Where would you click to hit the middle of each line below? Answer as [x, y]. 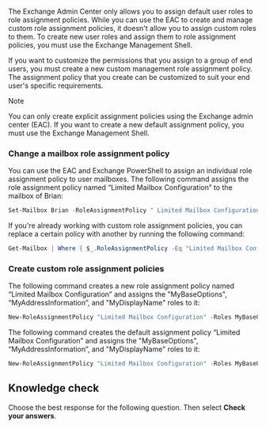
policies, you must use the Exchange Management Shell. [100, 45]
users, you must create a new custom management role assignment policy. [130, 69]
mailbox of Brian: [36, 196]
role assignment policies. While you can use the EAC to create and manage [131, 20]
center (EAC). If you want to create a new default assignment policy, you [126, 125]
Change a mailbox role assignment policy [89, 153]
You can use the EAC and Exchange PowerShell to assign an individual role [130, 171]
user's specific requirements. [56, 85]
